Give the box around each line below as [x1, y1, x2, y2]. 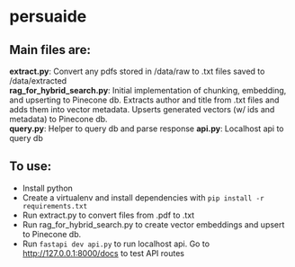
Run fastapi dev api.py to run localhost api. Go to [22, 238, 210, 249]
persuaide [9, 6, 87, 27]
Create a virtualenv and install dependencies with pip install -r [22, 191, 264, 203]
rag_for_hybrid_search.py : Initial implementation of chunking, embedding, [9, 85, 287, 95]
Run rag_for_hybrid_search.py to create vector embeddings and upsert [22, 218, 285, 230]
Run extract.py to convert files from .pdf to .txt [22, 209, 195, 220]
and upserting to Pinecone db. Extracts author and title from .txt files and [9, 94, 280, 105]
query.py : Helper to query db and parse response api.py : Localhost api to [9, 123, 284, 134]
